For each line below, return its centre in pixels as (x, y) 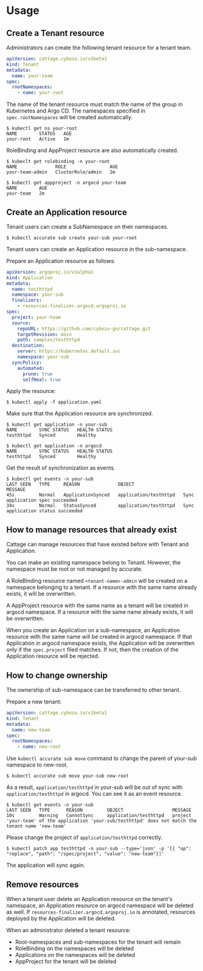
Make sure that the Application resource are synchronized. (80, 414)
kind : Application (29, 277)
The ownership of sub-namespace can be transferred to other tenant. (94, 690)
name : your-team (32, 76)
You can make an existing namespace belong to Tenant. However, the (94, 563)
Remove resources (43, 884)
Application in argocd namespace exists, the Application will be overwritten (101, 643)
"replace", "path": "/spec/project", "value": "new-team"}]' (85, 854)
